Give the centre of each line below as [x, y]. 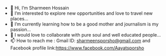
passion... [20, 30]
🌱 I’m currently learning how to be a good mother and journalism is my [84, 24]
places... [19, 19]
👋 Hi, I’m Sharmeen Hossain [39, 8]
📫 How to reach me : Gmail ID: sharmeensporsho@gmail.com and [80, 40]
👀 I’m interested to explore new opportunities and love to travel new [81, 13]
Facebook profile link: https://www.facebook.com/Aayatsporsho [77, 48]
